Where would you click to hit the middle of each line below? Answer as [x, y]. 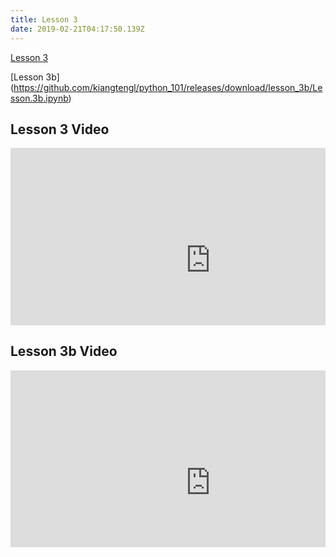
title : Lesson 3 [44, 19]
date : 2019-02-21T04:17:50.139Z [77, 29]
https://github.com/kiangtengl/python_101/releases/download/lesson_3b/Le [168, 87]
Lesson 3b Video [64, 351]
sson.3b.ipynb [39, 98]
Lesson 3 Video [60, 129]
